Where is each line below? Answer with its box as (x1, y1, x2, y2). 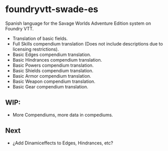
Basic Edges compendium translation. (12, 52, 91, 58)
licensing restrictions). (12, 46, 59, 52)
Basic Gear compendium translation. (12, 83, 88, 89)
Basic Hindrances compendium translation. (12, 57, 102, 63)
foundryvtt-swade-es (5, 4, 98, 15)
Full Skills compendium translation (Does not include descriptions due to (12, 40, 163, 46)
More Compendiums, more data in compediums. (12, 112, 114, 118)
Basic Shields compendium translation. (12, 67, 94, 74)
